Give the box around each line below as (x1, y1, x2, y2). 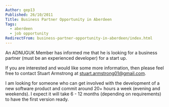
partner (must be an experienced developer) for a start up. (5, 55, 128, 61)
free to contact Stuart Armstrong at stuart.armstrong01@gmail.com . (5, 70, 147, 76)
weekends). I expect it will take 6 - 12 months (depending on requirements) (5, 91, 161, 97)
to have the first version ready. (5, 96, 69, 102)
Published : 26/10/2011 (5, 12, 53, 17)
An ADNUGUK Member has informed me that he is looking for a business (5, 49, 158, 56)
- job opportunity (10, 31, 49, 36)
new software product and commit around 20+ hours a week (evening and (5, 85, 160, 91)
